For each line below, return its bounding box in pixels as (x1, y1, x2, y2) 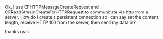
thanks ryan (5, 29, 29, 34)
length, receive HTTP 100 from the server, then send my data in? (5, 19, 136, 25)
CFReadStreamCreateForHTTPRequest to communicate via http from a (5, 9, 148, 15)
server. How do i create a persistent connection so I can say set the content (5, 14, 158, 20)
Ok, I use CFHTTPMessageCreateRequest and (5, 4, 99, 10)
